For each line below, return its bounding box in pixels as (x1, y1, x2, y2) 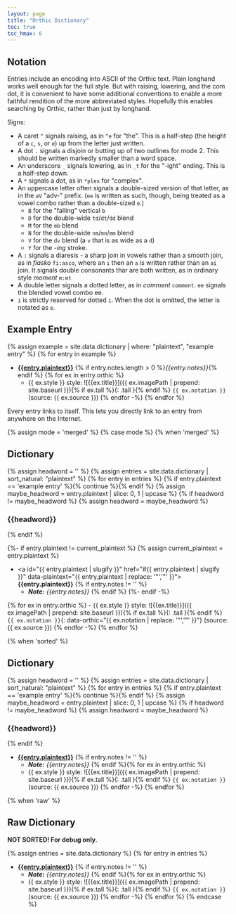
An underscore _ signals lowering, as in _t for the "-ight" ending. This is (17, 162, 225, 170)
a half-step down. (17, 169, 69, 178)
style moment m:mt (17, 273, 72, 282)
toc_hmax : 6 (7, 30, 42, 37)
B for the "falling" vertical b (27, 207, 105, 215)
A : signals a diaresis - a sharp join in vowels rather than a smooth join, (17, 251, 223, 260)
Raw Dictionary (7, 816, 76, 829)
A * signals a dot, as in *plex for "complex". (17, 176, 143, 185)
